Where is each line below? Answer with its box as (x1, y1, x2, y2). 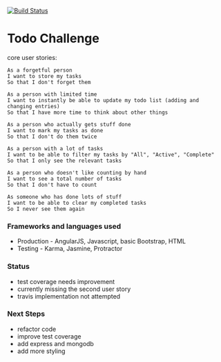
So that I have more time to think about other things (7, 109, 169, 116)
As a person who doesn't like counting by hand (7, 169, 147, 176)
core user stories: (7, 53, 57, 61)
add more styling (17, 347, 66, 355)
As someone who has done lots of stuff (7, 193, 122, 200)
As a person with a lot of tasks (7, 145, 104, 152)
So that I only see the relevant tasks (7, 157, 122, 164)
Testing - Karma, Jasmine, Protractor (17, 245, 123, 253)
